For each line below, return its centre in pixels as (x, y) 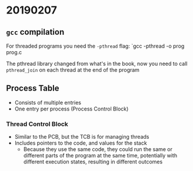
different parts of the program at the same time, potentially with (100, 156)
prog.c (14, 52)
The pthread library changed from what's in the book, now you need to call (97, 63)
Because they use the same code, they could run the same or (98, 149)
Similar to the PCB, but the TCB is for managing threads (82, 137)
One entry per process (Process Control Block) (71, 109)
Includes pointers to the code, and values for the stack (81, 143)
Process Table (33, 88)
